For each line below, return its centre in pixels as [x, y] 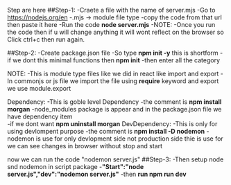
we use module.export [39, 88]
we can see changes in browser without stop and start [85, 146]
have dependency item [40, 116]
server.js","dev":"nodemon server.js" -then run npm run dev [97, 174]
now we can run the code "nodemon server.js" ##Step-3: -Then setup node [115, 159]
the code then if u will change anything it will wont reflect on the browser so [115, 32]
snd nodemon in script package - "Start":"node [76, 167]
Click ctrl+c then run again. [46, 39]
